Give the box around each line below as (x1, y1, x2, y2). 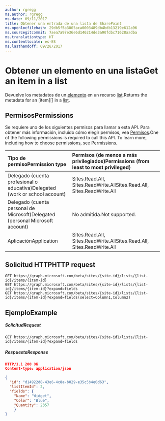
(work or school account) (7, 191, 66, 197)
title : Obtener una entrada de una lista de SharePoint (5, 21, 122, 26)
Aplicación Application (7, 237, 58, 244)
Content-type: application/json (5, 366, 71, 371)
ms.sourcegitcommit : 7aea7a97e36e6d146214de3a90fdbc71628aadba (5, 30, 137, 35)
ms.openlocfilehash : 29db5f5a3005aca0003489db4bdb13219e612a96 (5, 26, 137, 31)
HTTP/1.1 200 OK (5, 361, 38, 367)
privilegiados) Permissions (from (72, 158, 150, 165)
